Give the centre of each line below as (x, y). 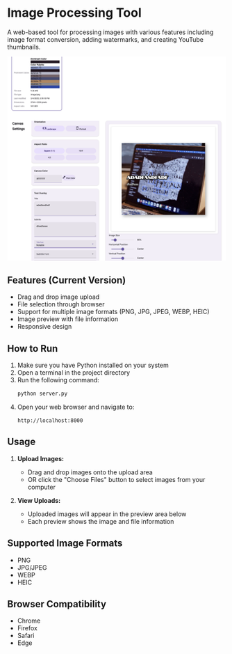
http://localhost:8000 (50, 421)
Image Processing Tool (74, 13)
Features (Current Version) (67, 280)
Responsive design (44, 327)
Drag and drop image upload (58, 297)
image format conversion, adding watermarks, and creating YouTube (105, 39)
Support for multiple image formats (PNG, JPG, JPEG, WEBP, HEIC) (113, 312)
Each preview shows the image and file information (101, 521)
